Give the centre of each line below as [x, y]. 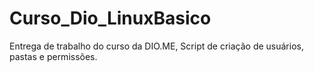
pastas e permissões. [53, 56]
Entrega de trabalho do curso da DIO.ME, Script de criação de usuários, [156, 46]
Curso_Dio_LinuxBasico [110, 18]
